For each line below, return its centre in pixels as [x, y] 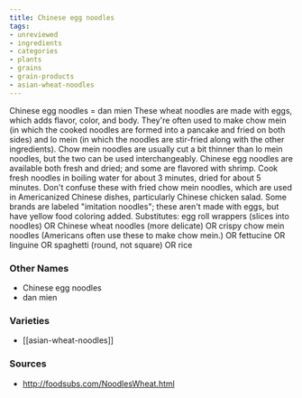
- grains [26, 69]
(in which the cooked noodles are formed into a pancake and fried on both [147, 130]
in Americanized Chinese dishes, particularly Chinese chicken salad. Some [148, 197]
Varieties [29, 320]
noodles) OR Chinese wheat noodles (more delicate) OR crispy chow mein [147, 226]
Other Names [39, 268]
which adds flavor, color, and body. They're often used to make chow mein [148, 120]
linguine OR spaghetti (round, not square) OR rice [101, 245]
